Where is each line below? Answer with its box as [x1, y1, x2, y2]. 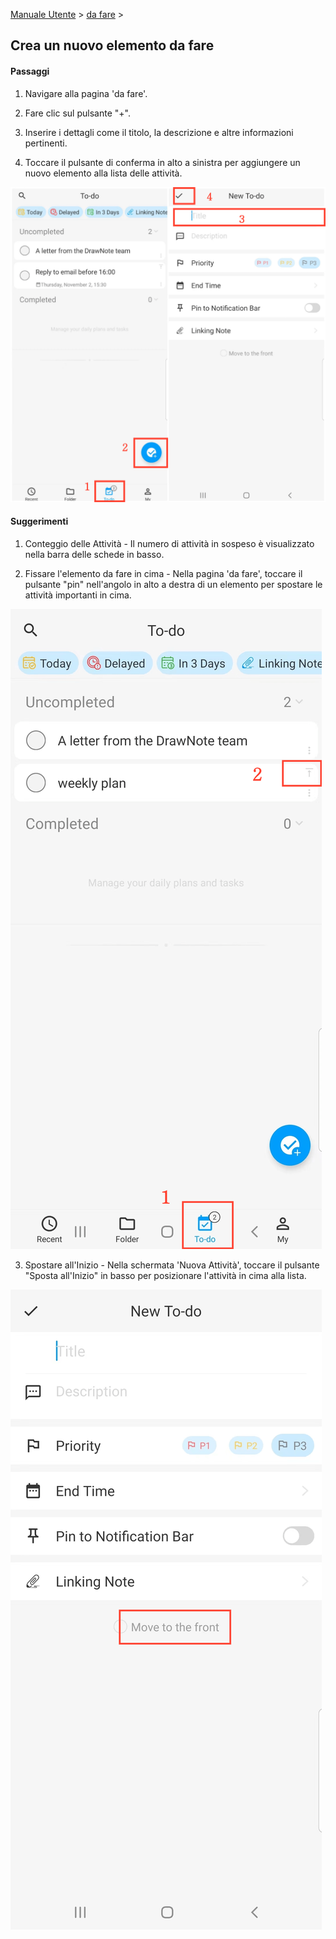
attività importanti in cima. [24, 589, 132, 601]
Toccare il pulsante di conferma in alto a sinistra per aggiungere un [24, 156, 301, 168]
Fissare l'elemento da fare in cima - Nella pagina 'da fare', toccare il [24, 567, 303, 579]
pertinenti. [24, 137, 68, 149]
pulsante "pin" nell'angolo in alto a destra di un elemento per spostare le [24, 578, 323, 590]
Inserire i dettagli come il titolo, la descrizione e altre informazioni [24, 126, 294, 138]
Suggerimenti [10, 515, 69, 528]
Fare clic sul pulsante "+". [24, 107, 131, 119]
